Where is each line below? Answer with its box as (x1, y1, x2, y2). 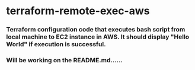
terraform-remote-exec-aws (6, 4, 150, 18)
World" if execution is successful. (6, 40, 106, 49)
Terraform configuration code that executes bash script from (6, 26, 186, 34)
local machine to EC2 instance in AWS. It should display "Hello (6, 33, 190, 41)
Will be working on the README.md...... (6, 56, 123, 65)
